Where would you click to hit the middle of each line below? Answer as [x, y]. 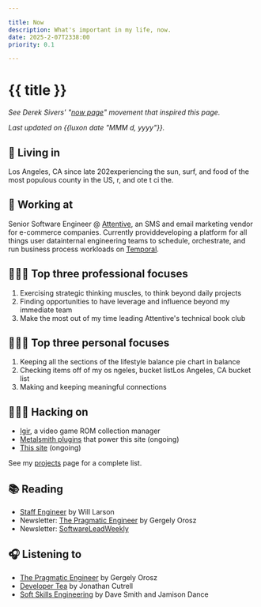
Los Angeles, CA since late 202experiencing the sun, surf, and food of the [129, 172]
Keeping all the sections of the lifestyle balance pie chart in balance [130, 362]
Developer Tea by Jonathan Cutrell [76, 586]
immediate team [46, 310]
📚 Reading [36, 489]
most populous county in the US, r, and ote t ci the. [91, 180]
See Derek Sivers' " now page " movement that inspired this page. [114, 112]
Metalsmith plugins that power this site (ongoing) [99, 439]
